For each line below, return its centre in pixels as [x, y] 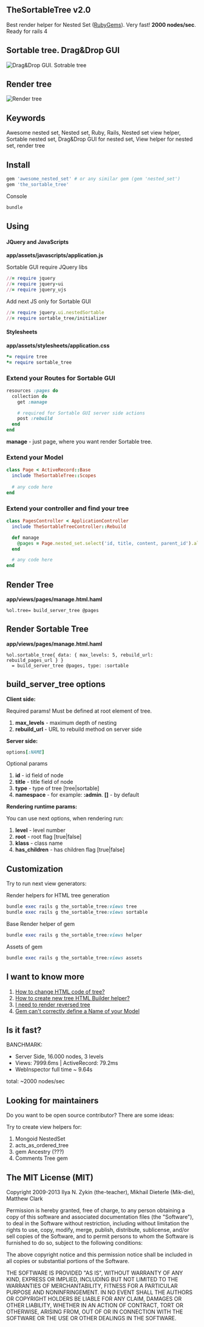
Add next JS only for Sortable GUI [49, 301]
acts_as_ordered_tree [42, 1145]
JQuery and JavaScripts [37, 242]
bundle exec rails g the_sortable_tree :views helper [74, 935]
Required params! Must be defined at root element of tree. [79, 711]
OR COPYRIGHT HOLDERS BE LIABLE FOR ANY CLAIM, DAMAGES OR [94, 1299]
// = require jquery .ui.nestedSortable [55, 312]
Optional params [27, 764]
